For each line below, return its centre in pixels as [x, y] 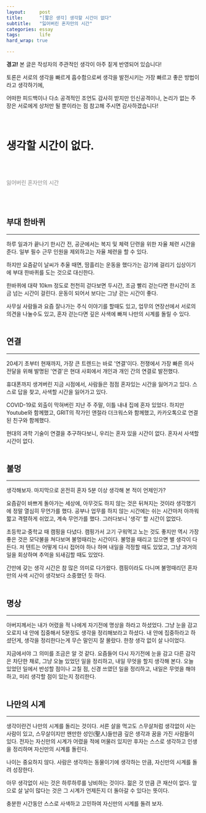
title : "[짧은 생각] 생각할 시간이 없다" [59, 18]
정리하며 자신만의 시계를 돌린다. [50, 749]
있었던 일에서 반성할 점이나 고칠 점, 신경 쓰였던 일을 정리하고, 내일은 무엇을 [95, 669]
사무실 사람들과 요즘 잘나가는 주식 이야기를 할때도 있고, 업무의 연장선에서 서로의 [101, 306]
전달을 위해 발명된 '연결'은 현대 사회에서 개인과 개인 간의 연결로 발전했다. [93, 371]
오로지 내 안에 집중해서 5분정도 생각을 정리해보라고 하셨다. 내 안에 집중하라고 [98, 633]
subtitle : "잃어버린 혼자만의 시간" [49, 23]
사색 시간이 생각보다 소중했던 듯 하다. [62, 576]
